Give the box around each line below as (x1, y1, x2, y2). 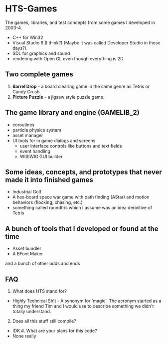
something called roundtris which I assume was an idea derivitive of (12, 205, 153, 211)
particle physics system (12, 127, 61, 133)
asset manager (12, 132, 43, 138)
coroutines (12, 122, 35, 128)
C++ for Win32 (12, 34, 43, 40)
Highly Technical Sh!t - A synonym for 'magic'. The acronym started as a (12, 298, 162, 304)
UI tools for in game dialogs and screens (12, 138, 96, 144)
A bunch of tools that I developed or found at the (5, 224, 159, 233)
